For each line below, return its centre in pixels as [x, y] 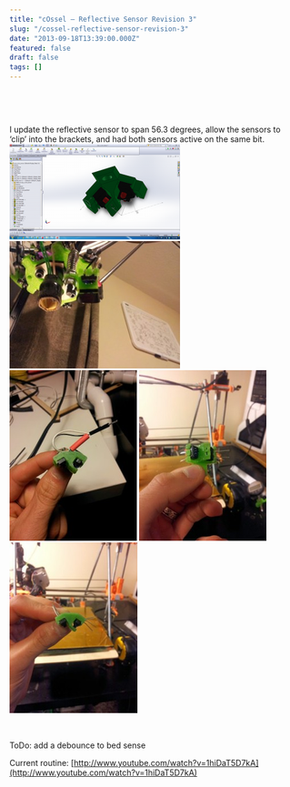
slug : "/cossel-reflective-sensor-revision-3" [99, 29]
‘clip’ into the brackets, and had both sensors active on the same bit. [137, 139]
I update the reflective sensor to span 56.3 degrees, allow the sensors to [145, 129]
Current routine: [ [42, 763]
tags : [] [26, 67]
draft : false [34, 58]
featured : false [40, 48]
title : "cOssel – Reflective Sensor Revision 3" [103, 19]
